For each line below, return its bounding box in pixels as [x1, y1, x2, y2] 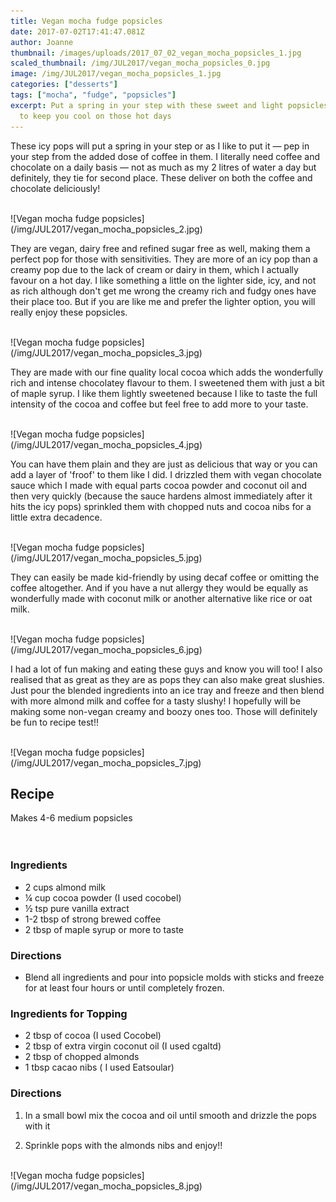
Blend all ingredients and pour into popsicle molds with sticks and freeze [24, 971, 325, 983]
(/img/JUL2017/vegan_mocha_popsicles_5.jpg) [10, 551, 203, 564]
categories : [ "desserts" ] [10, 80, 118, 90]
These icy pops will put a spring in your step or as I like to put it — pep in [10, 140, 310, 152]
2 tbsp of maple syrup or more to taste [24, 923, 185, 935]
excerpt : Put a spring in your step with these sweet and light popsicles [10, 100, 329, 110]
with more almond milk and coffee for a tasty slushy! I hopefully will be [10, 695, 302, 707]
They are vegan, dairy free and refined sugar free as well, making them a [10, 242, 311, 254]
